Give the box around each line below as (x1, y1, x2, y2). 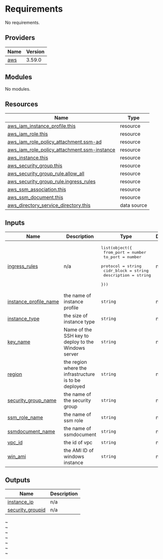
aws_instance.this (7, 155, 49, 161)
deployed (64, 383, 85, 390)
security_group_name (7, 397, 57, 404)
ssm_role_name (7, 414, 43, 421)
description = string (103, 273, 151, 278)
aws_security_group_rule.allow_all (7, 170, 85, 177)
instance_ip (7, 499, 34, 505)
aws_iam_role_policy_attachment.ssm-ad (7, 139, 102, 145)
